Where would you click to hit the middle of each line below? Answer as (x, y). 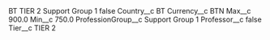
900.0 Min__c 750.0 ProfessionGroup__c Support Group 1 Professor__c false (135, 19)
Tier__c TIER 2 (32, 28)
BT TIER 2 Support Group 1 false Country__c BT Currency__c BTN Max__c (130, 11)
